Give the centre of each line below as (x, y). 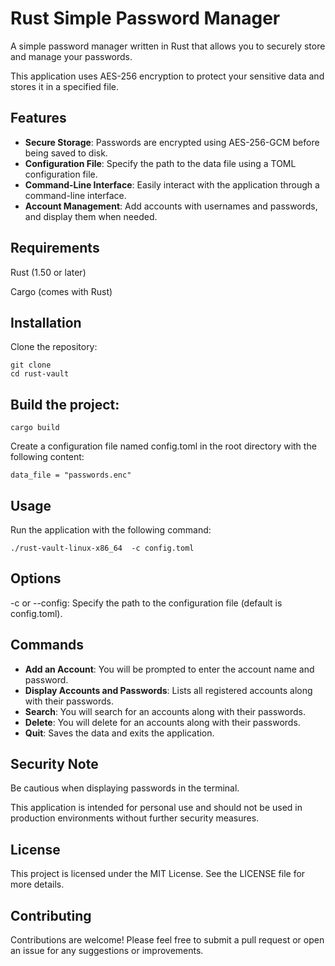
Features (38, 118)
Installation (46, 322)
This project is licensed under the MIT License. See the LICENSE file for (158, 874)
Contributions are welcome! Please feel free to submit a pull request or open (167, 940)
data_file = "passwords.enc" (71, 475)
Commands (47, 645)
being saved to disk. (66, 153)
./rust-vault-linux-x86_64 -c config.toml (102, 548)
